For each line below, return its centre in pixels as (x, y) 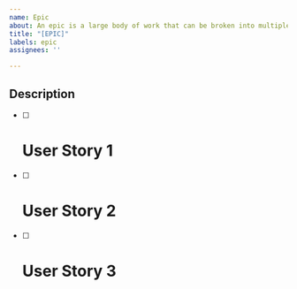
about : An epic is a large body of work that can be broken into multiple (150, 26)
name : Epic (29, 17)
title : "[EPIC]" (39, 34)
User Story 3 (69, 271)
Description (42, 94)
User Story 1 (67, 151)
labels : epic (33, 42)
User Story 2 (69, 211)
